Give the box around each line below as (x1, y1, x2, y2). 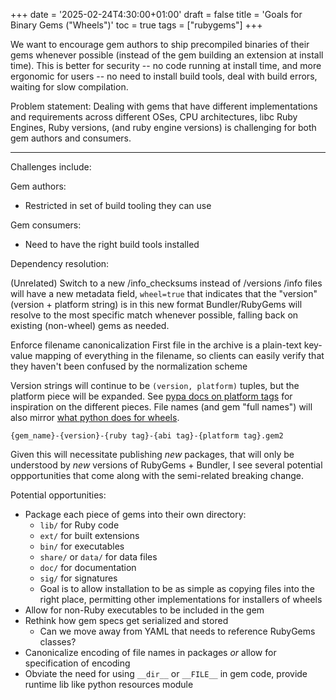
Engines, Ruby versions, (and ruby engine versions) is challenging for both (10, 122, 317, 133)
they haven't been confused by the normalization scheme (10, 360, 248, 372)
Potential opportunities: (10, 489, 107, 501)
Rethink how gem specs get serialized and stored (24, 615, 229, 626)
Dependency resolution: (10, 258, 110, 269)
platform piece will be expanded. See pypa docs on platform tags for (10, 390, 293, 402)
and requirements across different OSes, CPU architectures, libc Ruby (10, 111, 298, 123)
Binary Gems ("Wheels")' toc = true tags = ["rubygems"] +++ (10, 19, 263, 31)
